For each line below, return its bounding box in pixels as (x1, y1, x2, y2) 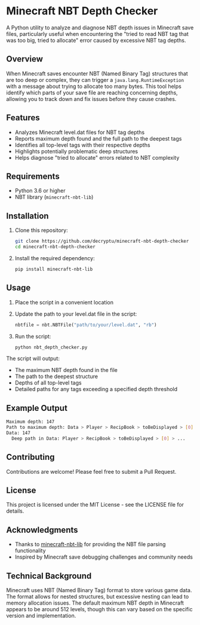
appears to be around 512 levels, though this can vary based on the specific (6, 605, 193, 612)
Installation (6, 211, 49, 221)
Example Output (6, 403, 67, 413)
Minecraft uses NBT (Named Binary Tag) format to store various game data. (6, 586, 192, 593)
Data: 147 (6, 429, 31, 436)
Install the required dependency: (14, 254, 95, 261)
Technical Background (6, 571, 92, 581)
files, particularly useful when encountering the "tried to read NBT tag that (6, 30, 189, 37)
